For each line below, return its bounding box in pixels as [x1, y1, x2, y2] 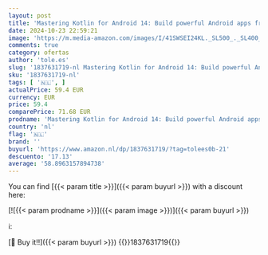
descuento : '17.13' [8, 152, 73, 160]
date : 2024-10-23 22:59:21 [8, 26, 98, 34]
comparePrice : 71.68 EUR [8, 108, 91, 116]
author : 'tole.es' [8, 57, 69, 65]
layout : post [8, 11, 52, 20]
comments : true [8, 41, 59, 49]
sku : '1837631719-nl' [8, 71, 81, 79]
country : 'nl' [8, 123, 56, 131]
